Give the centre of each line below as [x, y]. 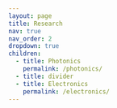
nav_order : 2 [30, 39]
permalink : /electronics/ [67, 91]
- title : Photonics [48, 62]
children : [25, 54]
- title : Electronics [52, 84]
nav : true [25, 31]
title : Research [36, 24]
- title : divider [45, 76]
